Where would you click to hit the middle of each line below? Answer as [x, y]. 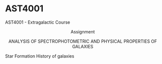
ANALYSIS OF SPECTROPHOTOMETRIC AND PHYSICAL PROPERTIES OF [83, 41]
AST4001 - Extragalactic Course [38, 22]
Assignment [83, 32]
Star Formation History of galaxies [40, 56]
